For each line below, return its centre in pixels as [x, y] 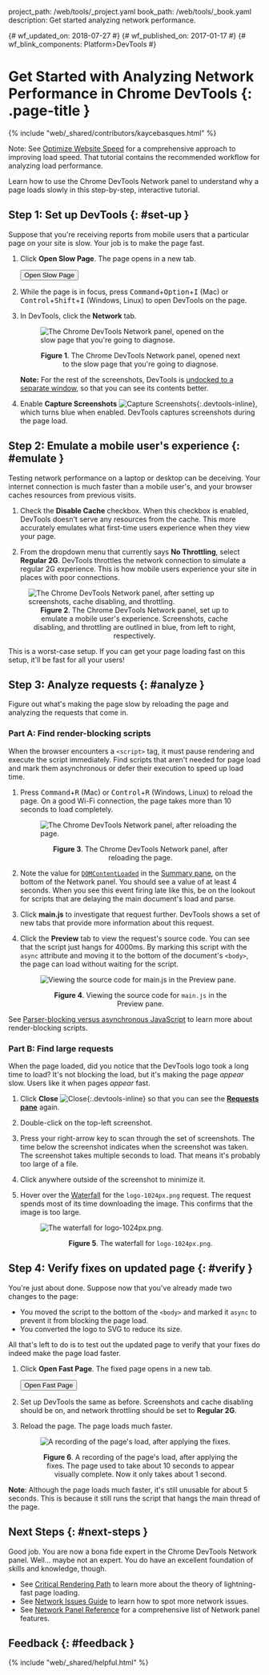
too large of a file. [49, 1163]
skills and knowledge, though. [58, 1568]
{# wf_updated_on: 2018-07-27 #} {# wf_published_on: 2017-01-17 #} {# [127, 36]
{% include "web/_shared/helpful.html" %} [78, 1663]
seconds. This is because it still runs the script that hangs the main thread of [134, 1498]
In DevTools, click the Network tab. [78, 316]
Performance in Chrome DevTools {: [130, 94]
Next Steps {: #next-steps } [78, 1532]
